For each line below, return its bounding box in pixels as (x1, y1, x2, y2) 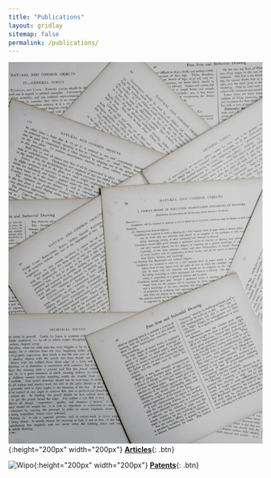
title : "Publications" (8, 13, 85, 21)
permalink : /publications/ (8, 39, 99, 47)
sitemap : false (8, 30, 60, 38)
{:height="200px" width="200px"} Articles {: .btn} (8, 444, 175, 454)
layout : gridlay (8, 21, 63, 30)
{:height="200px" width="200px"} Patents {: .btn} (33, 460, 199, 470)
